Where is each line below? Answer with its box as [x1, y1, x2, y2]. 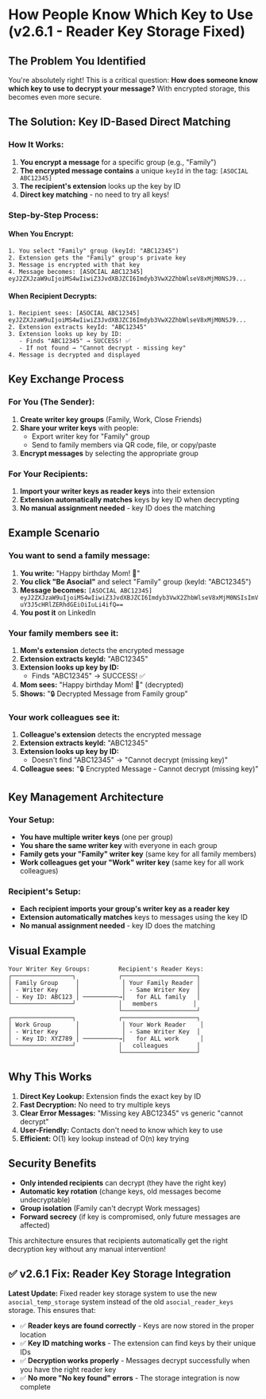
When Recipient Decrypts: [8, 291, 98, 301]
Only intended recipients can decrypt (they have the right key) [19, 1178, 227, 1187]
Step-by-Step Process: [8, 209, 99, 221]
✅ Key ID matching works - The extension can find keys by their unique [19, 1338, 256, 1347]
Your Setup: [8, 814, 56, 825]
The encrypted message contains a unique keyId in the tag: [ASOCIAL [19, 166, 249, 175]
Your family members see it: [8, 627, 119, 639]
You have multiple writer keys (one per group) [19, 832, 173, 842]
